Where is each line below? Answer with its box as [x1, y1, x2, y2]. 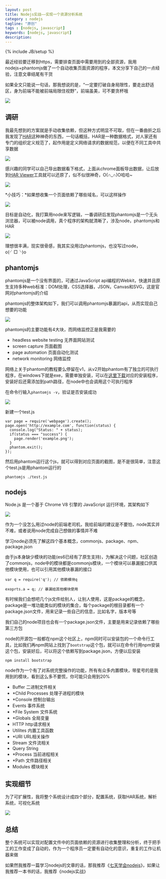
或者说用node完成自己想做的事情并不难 [18, 527, 98, 533]
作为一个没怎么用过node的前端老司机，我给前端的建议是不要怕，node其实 [5, 522, 156, 527]
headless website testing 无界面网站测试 [12, 337, 95, 343]
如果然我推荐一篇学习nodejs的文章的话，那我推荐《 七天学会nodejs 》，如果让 [5, 862, 161, 868]
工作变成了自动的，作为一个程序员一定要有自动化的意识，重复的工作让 [13, 845, 157, 851]
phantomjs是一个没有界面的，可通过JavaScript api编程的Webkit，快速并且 [5, 277, 157, 283]
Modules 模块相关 [12, 764, 49, 770]
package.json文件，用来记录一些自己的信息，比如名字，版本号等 [5, 608, 137, 615]
